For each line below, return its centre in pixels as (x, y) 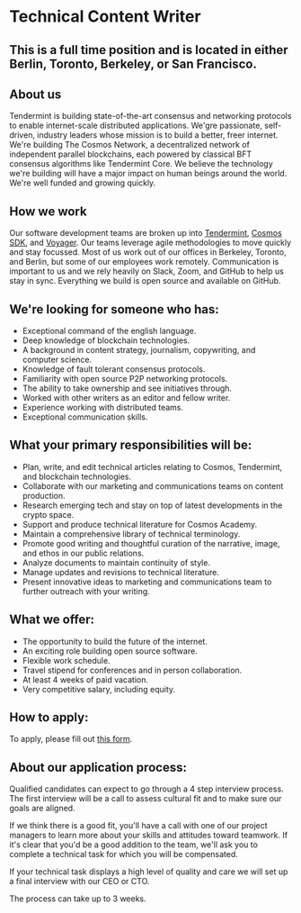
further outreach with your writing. (86, 591)
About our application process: (98, 767)
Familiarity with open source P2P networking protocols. (125, 379)
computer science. (57, 360)
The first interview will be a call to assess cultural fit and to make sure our (146, 799)
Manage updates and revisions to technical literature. (121, 572)
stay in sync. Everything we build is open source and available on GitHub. (145, 281)
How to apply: (49, 718)
